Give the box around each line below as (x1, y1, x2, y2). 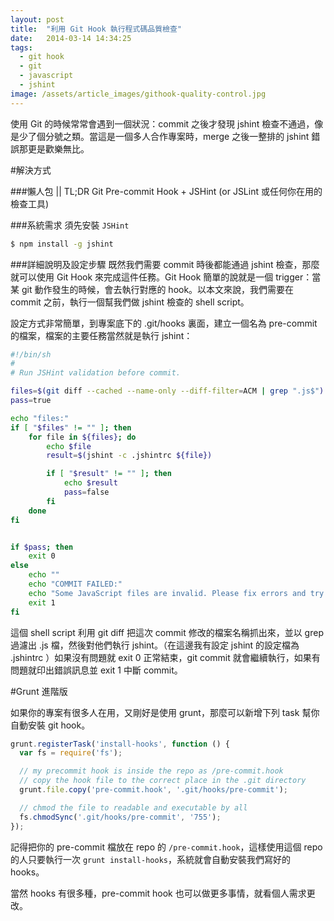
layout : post (10, 14, 65, 25)
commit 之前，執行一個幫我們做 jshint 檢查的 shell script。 (10, 296, 250, 308)
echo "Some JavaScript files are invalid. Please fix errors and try (28, 588, 325, 598)
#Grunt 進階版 (10, 685, 68, 697)
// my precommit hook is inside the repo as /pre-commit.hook (19, 766, 284, 776)
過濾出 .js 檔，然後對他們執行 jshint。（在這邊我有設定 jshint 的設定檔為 (10, 639, 300, 651)
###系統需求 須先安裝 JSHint (10, 219, 130, 231)
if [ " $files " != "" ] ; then (10, 422, 132, 433)
